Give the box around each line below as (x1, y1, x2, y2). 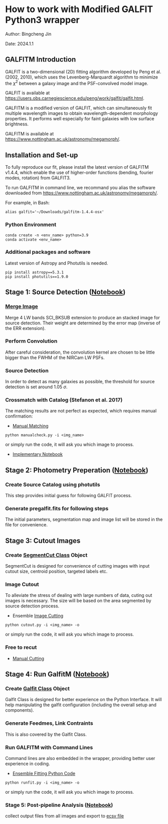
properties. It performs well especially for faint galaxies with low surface (5, 116, 154, 122)
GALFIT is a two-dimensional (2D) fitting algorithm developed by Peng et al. (5, 68, 161, 75)
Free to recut (5, 644, 37, 651)
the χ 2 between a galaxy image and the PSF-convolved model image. (5, 79, 148, 86)
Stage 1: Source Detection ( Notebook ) (5, 288, 126, 297)
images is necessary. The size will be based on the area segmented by (5, 598, 151, 604)
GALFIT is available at (5, 90, 50, 96)
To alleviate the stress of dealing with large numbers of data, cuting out (5, 592, 152, 598)
